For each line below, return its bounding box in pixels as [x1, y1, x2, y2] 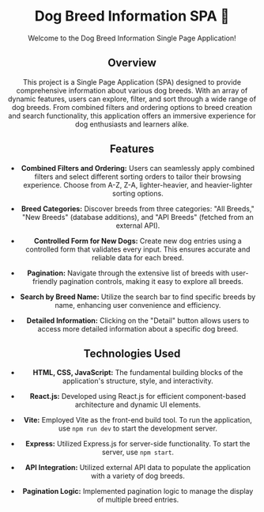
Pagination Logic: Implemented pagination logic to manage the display [22, 487, 254, 496]
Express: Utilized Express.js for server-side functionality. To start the [25, 439, 251, 449]
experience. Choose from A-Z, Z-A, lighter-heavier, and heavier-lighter [22, 180, 253, 189]
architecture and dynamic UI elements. [74, 400, 202, 410]
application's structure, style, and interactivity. [62, 376, 214, 386]
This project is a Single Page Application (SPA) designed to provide [22, 77, 242, 86]
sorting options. [112, 188, 164, 198]
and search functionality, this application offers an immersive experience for [8, 111, 256, 120]
